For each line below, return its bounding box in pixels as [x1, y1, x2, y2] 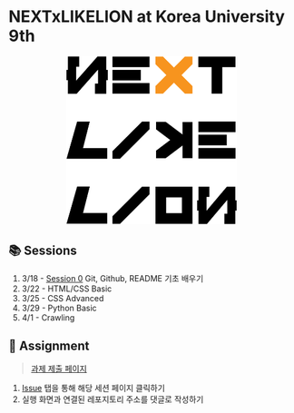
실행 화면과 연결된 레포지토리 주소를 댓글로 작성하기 [21, 394, 204, 405]
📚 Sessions [8, 243, 78, 259]
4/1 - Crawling [21, 311, 75, 323]
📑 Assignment [8, 339, 90, 354]
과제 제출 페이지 [30, 363, 87, 374]
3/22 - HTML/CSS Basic [21, 283, 113, 294]
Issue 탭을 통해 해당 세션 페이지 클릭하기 [21, 383, 165, 394]
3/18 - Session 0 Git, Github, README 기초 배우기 [21, 272, 204, 283]
